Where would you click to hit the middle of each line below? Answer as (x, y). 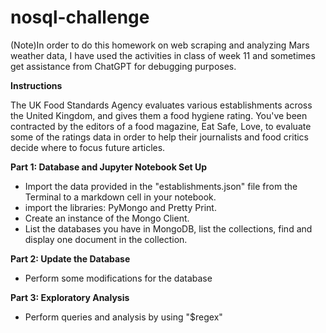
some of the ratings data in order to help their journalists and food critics (159, 137)
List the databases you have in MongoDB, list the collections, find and (168, 228)
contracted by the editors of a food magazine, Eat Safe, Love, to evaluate (161, 126)
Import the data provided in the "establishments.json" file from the (161, 186)
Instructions (36, 85)
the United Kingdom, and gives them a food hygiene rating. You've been (159, 115)
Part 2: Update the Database (70, 258)
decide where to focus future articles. (88, 147)
